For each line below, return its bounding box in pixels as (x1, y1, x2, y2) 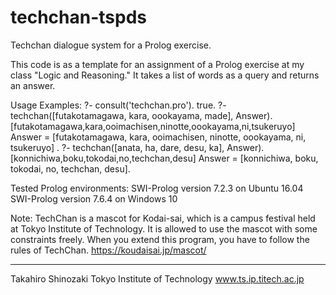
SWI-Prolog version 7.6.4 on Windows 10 (10, 192, 178, 205)
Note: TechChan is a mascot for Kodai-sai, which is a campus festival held (10, 212, 316, 224)
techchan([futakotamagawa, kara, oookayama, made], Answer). (10, 109, 273, 121)
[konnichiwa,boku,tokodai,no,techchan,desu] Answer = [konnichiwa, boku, (10, 152, 319, 164)
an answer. (10, 79, 56, 91)
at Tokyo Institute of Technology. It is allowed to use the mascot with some (10, 222, 318, 235)
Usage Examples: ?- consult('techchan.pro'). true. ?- (10, 99, 227, 111)
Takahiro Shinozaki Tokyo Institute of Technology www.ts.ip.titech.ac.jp (10, 272, 305, 285)
